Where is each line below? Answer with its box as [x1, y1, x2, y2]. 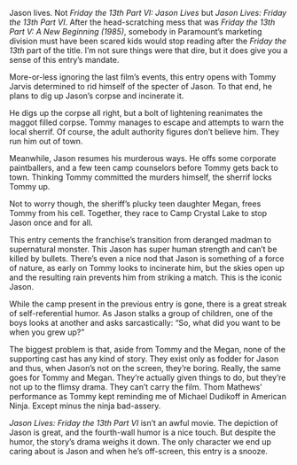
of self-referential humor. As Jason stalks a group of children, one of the [9, 308, 273, 318]
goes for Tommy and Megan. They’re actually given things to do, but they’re [9, 372, 286, 383]
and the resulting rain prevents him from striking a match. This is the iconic [9, 272, 282, 283]
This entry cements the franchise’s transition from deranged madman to [9, 235, 272, 244]
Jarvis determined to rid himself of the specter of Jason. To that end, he [9, 81, 273, 91]
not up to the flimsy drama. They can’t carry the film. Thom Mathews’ [9, 382, 262, 392]
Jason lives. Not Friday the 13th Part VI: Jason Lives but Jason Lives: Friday [9, 8, 287, 18]
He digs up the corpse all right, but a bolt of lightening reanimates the [9, 108, 263, 118]
